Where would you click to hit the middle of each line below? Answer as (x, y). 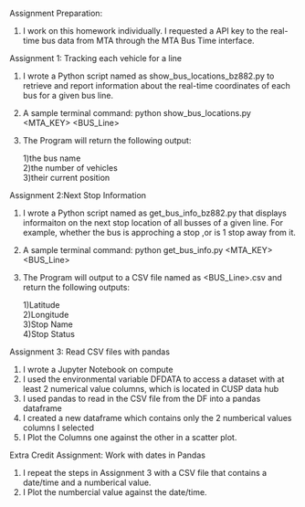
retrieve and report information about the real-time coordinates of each (156, 85)
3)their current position (66, 178)
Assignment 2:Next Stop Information (78, 195)
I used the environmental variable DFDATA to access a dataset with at (153, 379)
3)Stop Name (47, 324)
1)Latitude (41, 305)
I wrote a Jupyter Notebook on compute (98, 370)
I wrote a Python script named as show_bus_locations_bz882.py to (148, 76)
